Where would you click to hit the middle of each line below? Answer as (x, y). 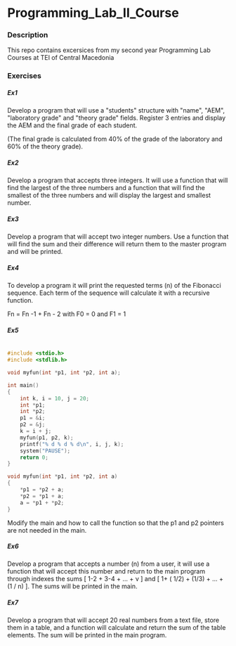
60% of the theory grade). (45, 146)
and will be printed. (35, 252)
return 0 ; (34, 457)
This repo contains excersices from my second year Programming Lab (109, 50)
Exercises (25, 76)
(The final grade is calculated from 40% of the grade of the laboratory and (115, 139)
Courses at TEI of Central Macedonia (61, 58)
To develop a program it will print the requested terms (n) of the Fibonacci (114, 286)
